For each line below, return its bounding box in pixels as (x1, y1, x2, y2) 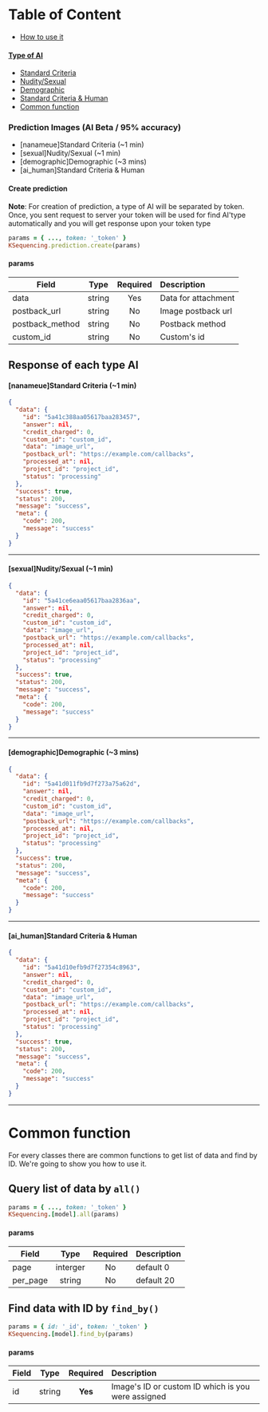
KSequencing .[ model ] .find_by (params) (8, 1331, 134, 1339)
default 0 (135, 1261, 170, 1272)
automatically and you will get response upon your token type (8, 218, 211, 228)
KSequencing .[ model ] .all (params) (8, 1211, 120, 1219)
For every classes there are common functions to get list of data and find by (8, 1150, 258, 1160)
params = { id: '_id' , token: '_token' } (8, 1323, 148, 1331)
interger (55, 1261, 85, 1272)
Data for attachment (160, 292, 235, 303)
